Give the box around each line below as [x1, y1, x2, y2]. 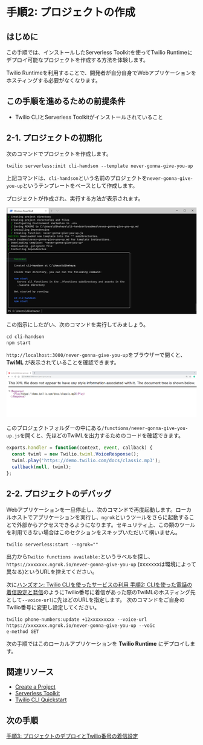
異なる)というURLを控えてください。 [6, 568, 98, 575]
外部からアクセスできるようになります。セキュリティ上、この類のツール [16, 521, 196, 528]
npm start [6, 340, 31, 346]
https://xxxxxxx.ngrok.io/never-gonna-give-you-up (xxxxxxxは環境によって [6, 560, 197, 568]
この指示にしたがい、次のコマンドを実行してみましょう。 [6, 320, 149, 328]
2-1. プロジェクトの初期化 [6, 133, 103, 143]
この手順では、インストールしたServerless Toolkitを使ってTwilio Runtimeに [6, 49, 193, 56]
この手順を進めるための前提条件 [6, 96, 126, 107]
